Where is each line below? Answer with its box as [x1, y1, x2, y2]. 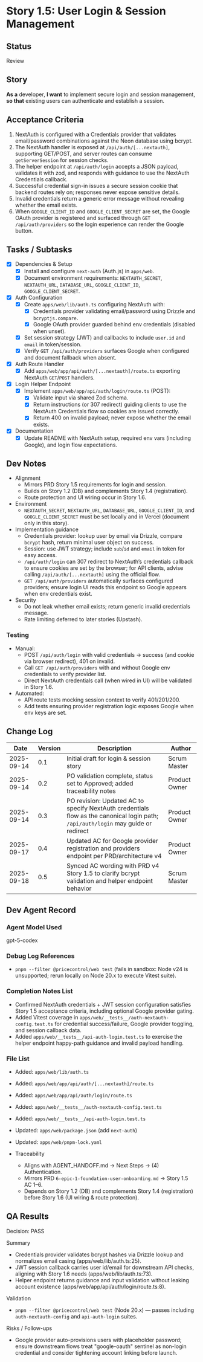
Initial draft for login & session [66, 754, 151, 763]
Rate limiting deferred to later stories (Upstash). [24, 616, 143, 623]
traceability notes [66, 787, 116, 795]
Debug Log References [6, 952, 75, 960]
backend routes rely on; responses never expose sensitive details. [14, 189, 180, 196]
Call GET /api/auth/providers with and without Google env [24, 663, 170, 671]
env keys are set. [24, 709, 67, 716]
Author [170, 744, 192, 753]
